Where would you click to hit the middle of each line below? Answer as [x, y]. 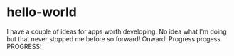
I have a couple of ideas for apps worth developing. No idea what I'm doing [117, 31]
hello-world [42, 12]
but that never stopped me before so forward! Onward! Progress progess [114, 38]
